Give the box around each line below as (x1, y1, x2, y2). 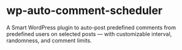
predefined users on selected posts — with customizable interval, (6, 30, 172, 37)
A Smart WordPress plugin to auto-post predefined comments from (6, 24, 176, 31)
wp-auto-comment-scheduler (6, 4, 163, 18)
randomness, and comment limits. (6, 37, 92, 44)
